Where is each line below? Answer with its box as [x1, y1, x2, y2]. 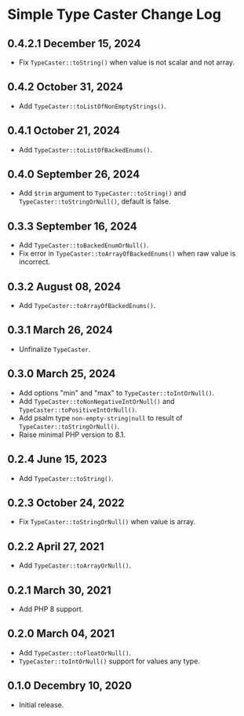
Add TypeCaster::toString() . [18, 473, 115, 483]
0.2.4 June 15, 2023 [7, 453, 107, 466]
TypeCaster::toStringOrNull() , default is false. [18, 196, 171, 206]
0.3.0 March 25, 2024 [7, 367, 116, 380]
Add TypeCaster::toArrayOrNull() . [18, 560, 131, 571]
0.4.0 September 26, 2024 [7, 167, 140, 182]
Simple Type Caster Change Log [7, 6, 221, 24]
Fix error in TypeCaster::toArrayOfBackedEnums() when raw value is [18, 249, 236, 259]
